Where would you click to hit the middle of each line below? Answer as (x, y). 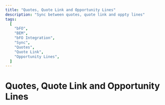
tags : (11, 19)
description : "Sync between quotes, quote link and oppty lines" (75, 15)
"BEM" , (21, 33)
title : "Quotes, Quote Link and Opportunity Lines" (60, 10)
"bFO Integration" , (35, 38)
